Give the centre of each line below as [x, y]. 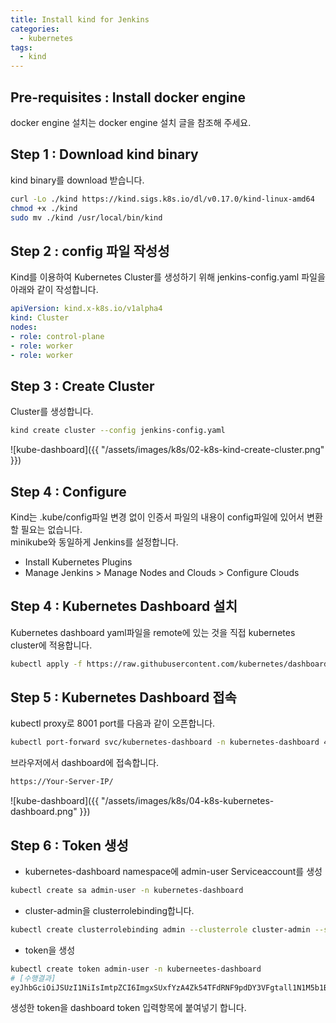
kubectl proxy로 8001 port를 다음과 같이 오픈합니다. [113, 723]
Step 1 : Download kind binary [104, 154]
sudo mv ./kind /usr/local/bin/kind [86, 217]
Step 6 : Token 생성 [69, 845]
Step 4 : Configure [68, 491]
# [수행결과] [33, 978]
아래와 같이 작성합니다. [54, 290]
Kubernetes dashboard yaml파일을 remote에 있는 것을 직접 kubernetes [153, 632]
